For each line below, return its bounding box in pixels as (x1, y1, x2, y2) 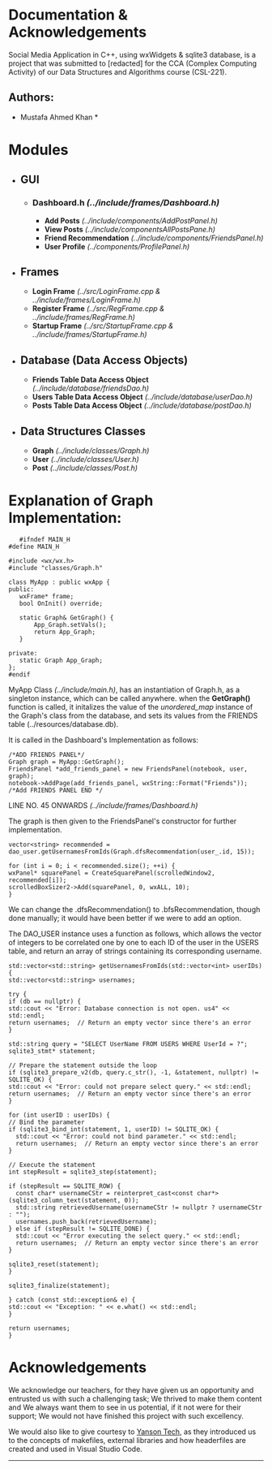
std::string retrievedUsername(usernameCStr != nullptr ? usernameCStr (15, 1203, 263, 1212)
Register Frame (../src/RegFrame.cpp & (32, 304, 165, 313)
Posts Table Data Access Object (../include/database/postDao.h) (32, 400, 253, 411)
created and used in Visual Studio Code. (8, 1444, 143, 1454)
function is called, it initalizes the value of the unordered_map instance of (8, 702, 253, 711)
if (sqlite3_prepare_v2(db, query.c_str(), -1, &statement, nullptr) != (8, 1069, 259, 1077)
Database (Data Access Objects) (19, 353, 189, 367)
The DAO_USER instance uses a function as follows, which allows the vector (8, 929, 261, 939)
